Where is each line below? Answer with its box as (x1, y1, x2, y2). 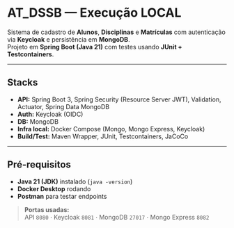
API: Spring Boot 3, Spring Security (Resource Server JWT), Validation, (17, 95, 221, 104)
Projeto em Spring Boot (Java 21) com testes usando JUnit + (7, 42, 182, 51)
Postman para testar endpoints (17, 192, 107, 200)
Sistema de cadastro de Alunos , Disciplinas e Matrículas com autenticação (7, 28, 226, 36)
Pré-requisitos (7, 158, 72, 171)
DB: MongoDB (17, 117, 59, 126)
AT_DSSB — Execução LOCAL (7, 5, 182, 21)
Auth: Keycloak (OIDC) (17, 110, 84, 118)
